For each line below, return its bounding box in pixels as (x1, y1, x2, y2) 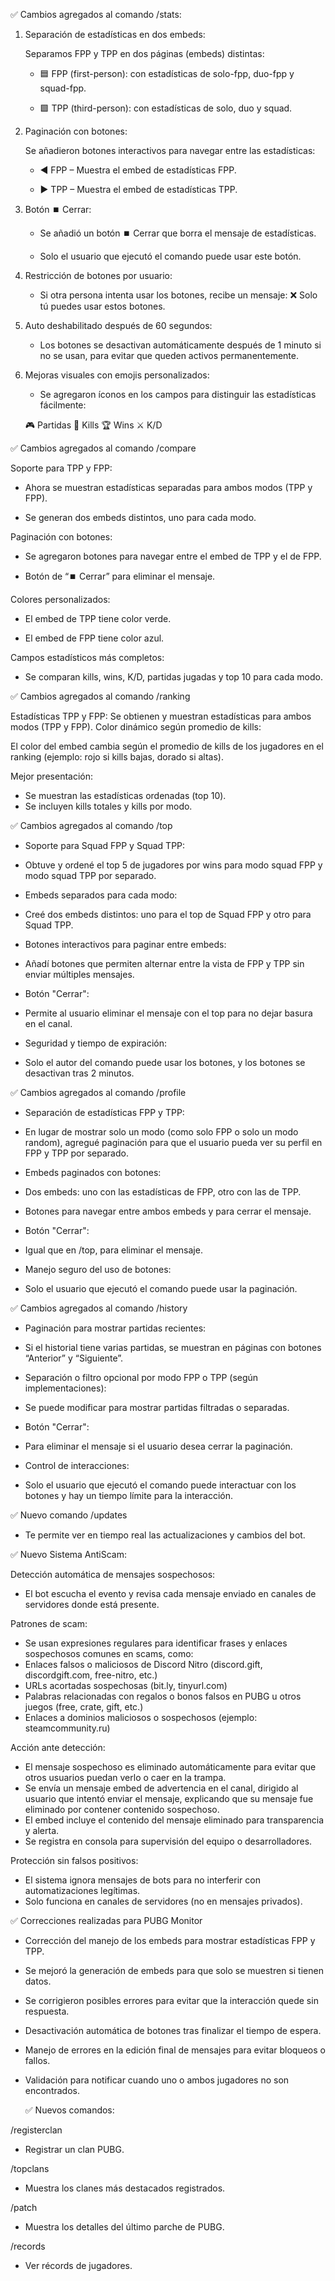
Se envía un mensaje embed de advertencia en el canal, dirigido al (24, 1782, 299, 1794)
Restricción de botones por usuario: (24, 270, 173, 281)
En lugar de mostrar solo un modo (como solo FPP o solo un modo (24, 1126, 299, 1138)
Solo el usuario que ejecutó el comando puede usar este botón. (39, 250, 302, 262)
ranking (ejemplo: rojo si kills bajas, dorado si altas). (10, 751, 224, 763)
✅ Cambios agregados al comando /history (10, 1302, 188, 1314)
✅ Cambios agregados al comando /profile (10, 1087, 187, 1098)
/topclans (10, 2163, 50, 2174)
